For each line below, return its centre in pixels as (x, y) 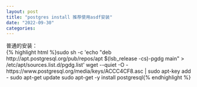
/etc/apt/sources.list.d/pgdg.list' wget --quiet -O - (67, 65)
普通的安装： (22, 46)
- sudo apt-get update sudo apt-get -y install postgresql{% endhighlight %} (99, 78)
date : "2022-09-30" (30, 22)
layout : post (22, 12)
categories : (21, 28)
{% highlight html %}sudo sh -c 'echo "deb (59, 52)
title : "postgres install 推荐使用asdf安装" (59, 17)
